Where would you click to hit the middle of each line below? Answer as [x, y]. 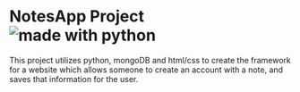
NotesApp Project [77, 17]
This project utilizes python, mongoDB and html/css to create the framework [150, 60]
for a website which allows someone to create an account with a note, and [146, 70]
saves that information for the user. [74, 79]
